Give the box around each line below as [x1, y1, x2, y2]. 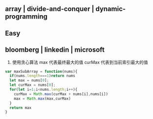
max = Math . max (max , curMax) [14, 96, 71, 101]
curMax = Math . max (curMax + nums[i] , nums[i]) [14, 91, 109, 97]
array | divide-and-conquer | [5, 5, 94, 13]
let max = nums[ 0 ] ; [9, 78, 49, 83]
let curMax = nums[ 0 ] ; [9, 82, 56, 88]
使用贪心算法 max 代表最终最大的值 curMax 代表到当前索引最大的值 [12, 59, 148, 65]
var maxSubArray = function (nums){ [5, 69, 78, 74]
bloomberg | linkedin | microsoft [5, 46, 105, 54]
